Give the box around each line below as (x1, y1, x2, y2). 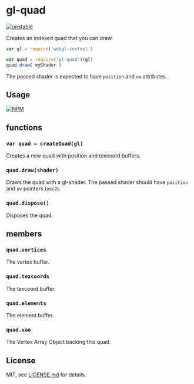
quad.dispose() (6, 200, 50, 206)
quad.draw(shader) (6, 166, 59, 173)
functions (6, 122, 42, 133)
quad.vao (6, 326, 31, 333)
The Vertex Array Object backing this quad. (6, 339, 111, 346)
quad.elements (6, 300, 46, 307)
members (6, 229, 42, 239)
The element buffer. (6, 311, 54, 319)
